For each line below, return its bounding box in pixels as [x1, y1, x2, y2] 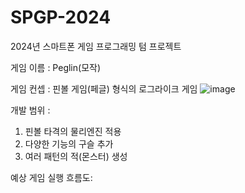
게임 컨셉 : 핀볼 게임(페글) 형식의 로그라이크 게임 [10, 82, 198, 95]
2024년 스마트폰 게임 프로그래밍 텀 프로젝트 [10, 40, 182, 52]
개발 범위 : [10, 104, 51, 116]
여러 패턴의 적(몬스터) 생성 [24, 150, 128, 162]
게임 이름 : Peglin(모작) [10, 61, 102, 73]
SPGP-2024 [10, 6, 112, 29]
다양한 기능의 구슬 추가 [24, 137, 114, 150]
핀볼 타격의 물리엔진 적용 [24, 125, 122, 137]
